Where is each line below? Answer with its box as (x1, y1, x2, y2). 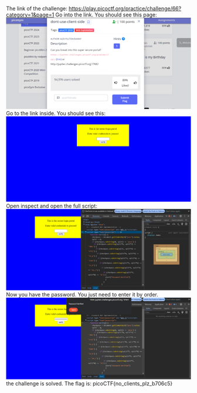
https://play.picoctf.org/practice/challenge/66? (68, 5, 182, 12)
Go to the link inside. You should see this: (6, 109, 106, 116)
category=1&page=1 (6, 11, 55, 18)
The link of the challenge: (6, 5, 67, 12)
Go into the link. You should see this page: (55, 11, 157, 18)
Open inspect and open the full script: (6, 202, 98, 209)
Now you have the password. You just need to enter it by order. (6, 291, 158, 298)
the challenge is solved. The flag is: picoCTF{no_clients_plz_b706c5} (6, 380, 173, 387)
